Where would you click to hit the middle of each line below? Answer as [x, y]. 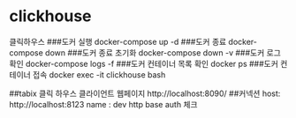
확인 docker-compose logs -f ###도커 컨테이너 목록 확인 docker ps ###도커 [144, 63]
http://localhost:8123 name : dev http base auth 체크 [103, 104]
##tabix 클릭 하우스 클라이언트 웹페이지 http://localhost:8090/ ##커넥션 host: [145, 93]
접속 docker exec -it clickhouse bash [99, 74]
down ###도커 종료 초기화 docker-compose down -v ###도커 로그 [163, 52]
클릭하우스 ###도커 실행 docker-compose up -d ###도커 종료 [118, 41]
